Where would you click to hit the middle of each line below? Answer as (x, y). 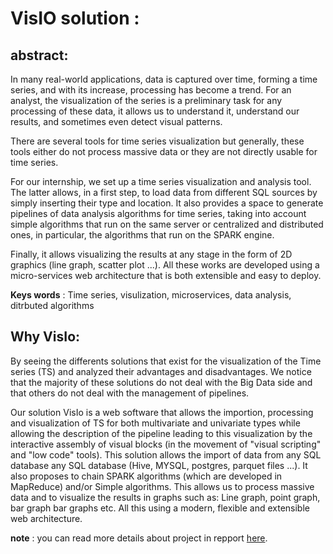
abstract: (39, 55)
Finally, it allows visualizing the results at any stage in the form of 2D (151, 254)
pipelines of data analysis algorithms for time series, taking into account (158, 213)
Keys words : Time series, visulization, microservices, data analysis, (151, 295)
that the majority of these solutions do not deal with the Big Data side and (161, 382)
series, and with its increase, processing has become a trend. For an (151, 90)
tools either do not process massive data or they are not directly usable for (164, 151)
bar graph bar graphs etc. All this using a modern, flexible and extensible (160, 508)
